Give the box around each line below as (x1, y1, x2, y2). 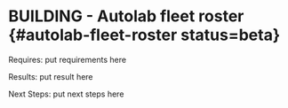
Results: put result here (8, 71, 94, 81)
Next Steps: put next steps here (8, 89, 124, 99)
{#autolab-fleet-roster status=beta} (8, 25, 281, 45)
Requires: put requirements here (8, 54, 126, 65)
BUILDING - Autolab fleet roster (8, 6, 244, 27)
